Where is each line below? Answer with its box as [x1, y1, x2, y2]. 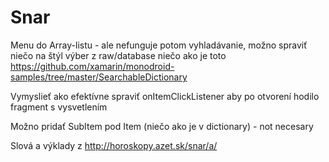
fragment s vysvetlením [10, 101, 108, 113]
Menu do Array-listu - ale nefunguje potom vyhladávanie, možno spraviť [10, 39, 308, 51]
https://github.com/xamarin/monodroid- [10, 60, 175, 72]
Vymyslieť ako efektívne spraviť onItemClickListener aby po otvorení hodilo [10, 90, 320, 102]
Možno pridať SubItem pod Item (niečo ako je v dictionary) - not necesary [10, 120, 314, 132]
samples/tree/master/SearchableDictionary [10, 71, 188, 83]
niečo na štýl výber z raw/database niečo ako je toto [10, 49, 227, 61]
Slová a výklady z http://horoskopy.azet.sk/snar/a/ [10, 139, 218, 151]
